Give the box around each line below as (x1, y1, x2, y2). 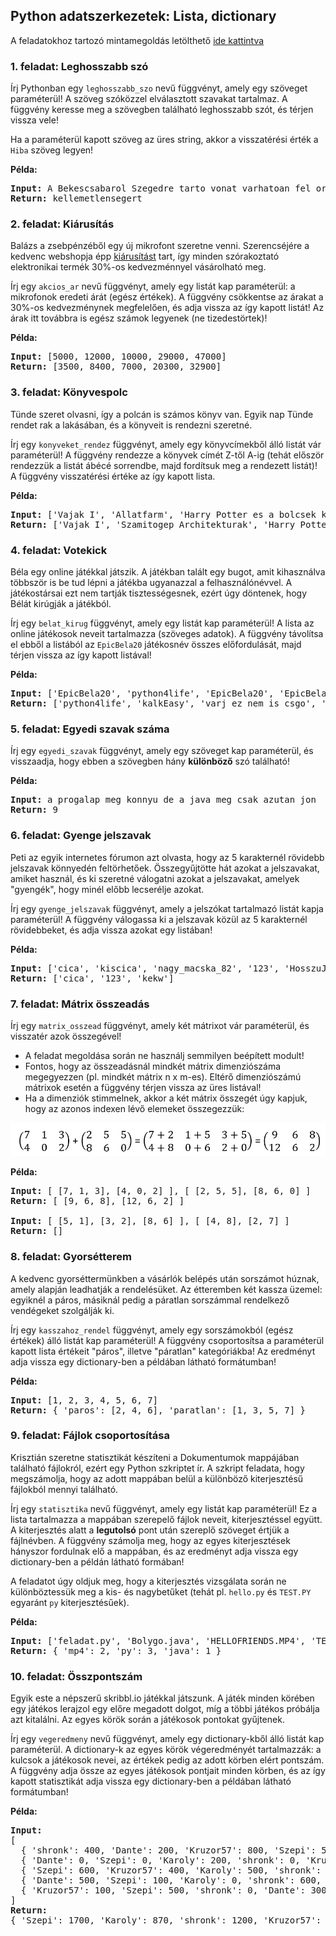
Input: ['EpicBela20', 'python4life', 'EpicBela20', (10, 688, 275, 699)
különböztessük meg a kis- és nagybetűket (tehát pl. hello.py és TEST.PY (10, 1585, 312, 1598)
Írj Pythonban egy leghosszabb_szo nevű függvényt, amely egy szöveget (10, 82, 308, 94)
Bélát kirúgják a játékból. (10, 598, 112, 609)
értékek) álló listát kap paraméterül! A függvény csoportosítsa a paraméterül (10, 1334, 325, 1346)
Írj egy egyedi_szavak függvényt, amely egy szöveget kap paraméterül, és (10, 745, 314, 757)
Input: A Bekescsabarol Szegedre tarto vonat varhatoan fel (10, 183, 312, 194)
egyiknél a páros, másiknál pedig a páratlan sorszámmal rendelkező (10, 1294, 290, 1306)
